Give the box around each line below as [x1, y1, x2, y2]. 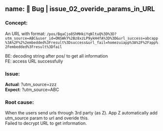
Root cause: [5, 99, 34, 106]
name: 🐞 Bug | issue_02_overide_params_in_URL [5, 5, 155, 13]
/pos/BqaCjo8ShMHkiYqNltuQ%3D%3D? [46, 31, 117, 37]
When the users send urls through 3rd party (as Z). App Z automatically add [5, 110, 158, 116]
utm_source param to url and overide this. [5, 115, 89, 121]
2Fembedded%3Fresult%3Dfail [5, 44, 62, 49]
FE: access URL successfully [5, 58, 63, 64]
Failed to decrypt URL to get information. [5, 120, 87, 126]
